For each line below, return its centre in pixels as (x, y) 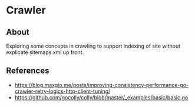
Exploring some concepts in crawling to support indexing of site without (93, 46)
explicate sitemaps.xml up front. (45, 52)
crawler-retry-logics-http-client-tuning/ (62, 91)
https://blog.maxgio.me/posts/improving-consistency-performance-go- (102, 85)
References (28, 71)
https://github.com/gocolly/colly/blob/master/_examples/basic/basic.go (101, 97)
